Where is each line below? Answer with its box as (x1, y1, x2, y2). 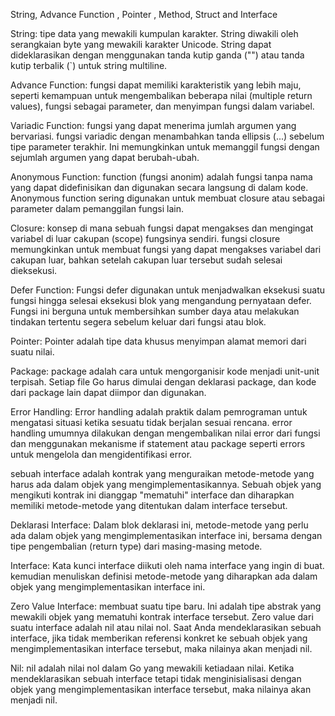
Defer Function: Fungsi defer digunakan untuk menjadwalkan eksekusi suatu (10, 284, 326, 296)
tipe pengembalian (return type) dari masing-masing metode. (10, 540, 263, 552)
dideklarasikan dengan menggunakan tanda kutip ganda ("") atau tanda (10, 49, 305, 61)
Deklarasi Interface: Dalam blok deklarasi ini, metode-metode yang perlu (10, 519, 309, 531)
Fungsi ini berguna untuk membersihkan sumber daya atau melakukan (10, 305, 300, 317)
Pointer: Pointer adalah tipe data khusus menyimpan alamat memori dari (10, 335, 307, 347)
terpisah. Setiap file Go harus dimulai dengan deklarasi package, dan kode (10, 376, 317, 388)
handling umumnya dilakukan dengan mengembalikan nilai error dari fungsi (10, 427, 321, 439)
